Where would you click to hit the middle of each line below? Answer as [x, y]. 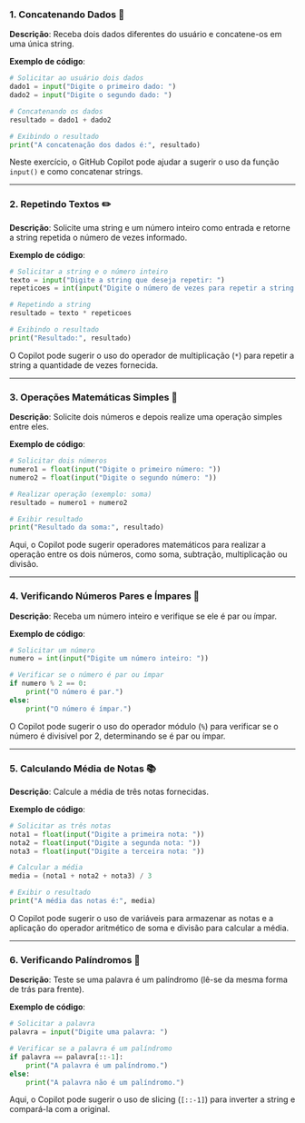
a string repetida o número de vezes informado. [98, 237]
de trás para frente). [47, 989]
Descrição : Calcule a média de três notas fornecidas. [109, 791]
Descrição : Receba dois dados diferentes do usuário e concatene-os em [146, 35]
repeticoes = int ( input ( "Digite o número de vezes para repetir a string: [154, 288]
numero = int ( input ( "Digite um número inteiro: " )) [109, 659]
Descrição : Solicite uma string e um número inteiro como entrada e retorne [150, 227]
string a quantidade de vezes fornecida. [84, 365]
